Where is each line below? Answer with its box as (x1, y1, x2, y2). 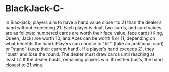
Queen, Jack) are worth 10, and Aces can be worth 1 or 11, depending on (5, 35, 155, 41)
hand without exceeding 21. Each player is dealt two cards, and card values (5, 24, 162, 30)
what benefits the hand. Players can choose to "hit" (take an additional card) (5, 40, 164, 46)
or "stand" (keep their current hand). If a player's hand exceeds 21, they (5, 46, 155, 52)
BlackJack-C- (5, 3, 64, 14)
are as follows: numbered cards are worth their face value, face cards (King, (5, 30, 164, 36)
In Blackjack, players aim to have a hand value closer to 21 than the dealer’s (5, 19, 162, 25)
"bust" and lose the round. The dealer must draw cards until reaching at (5, 51, 155, 57)
